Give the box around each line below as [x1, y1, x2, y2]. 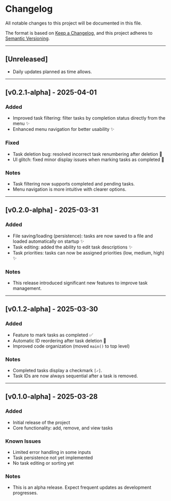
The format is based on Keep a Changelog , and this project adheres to [5, 30, 153, 36]
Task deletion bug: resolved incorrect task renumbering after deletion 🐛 [12, 151, 163, 157]
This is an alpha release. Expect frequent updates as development [12, 484, 152, 491]
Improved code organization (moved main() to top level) [12, 343, 130, 349]
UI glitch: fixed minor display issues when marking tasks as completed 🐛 [12, 156, 164, 163]
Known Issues [5, 438, 41, 445]
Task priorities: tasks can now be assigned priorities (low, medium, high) [12, 249, 164, 256]
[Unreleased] [5, 55, 48, 64]
